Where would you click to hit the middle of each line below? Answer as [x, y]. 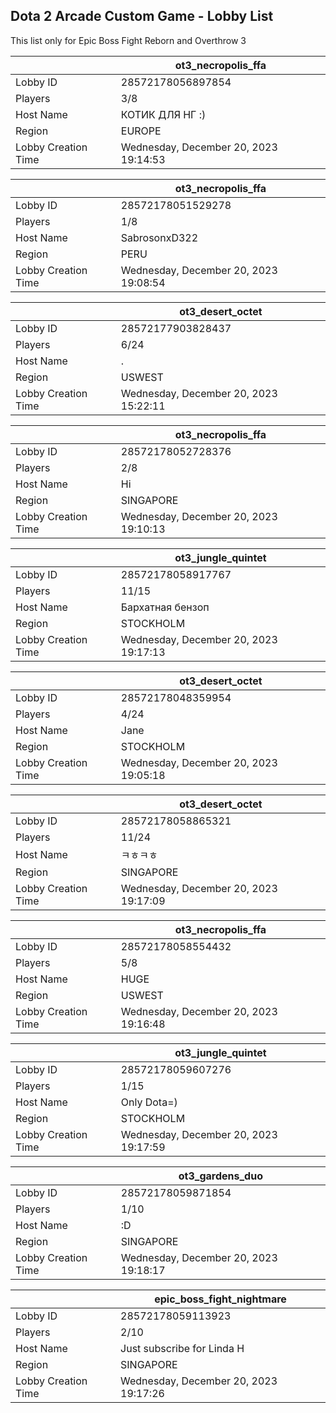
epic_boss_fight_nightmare [220, 1299]
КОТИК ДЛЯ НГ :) [163, 114]
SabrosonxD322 [159, 237]
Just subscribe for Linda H [182, 1348]
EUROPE [141, 131]
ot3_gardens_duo [220, 1176]
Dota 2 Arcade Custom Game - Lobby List [142, 16]
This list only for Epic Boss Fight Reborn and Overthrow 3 [128, 40]
